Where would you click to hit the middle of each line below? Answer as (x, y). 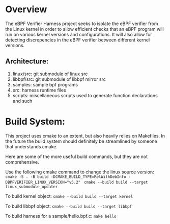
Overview (26, 9)
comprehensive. (22, 162)
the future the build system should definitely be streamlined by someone (81, 141)
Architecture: (27, 62)
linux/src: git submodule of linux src (50, 74)
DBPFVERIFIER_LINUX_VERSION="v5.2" (43, 182)
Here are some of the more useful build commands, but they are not (77, 156)
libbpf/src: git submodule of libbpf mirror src (59, 79)
